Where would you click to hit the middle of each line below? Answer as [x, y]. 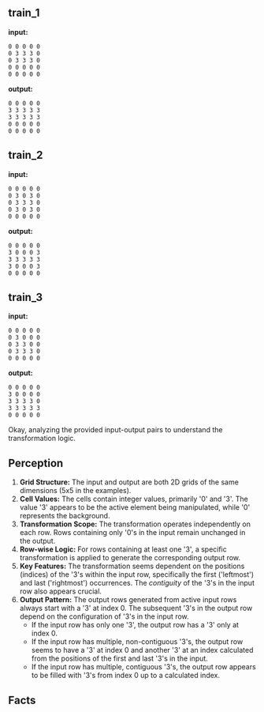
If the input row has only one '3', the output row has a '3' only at [135, 625]
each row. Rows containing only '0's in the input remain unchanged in [132, 533]
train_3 [26, 298]
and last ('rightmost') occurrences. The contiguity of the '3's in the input [137, 583]
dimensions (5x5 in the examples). [75, 491]
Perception [36, 463]
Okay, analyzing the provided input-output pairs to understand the [115, 430]
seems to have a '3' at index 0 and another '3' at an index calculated [142, 650]
